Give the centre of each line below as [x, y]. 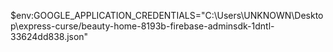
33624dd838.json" [49, 36]
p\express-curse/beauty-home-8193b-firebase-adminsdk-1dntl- [142, 26]
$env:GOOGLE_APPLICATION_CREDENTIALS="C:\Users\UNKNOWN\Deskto [167, 15]
